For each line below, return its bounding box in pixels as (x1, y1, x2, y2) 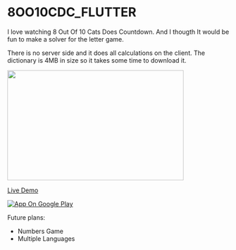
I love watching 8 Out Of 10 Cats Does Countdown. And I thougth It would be (7, 27, 230, 36)
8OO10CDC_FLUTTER (7, 4, 137, 20)
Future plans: (7, 213, 46, 222)
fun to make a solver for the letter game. (7, 35, 125, 43)
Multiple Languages (17, 234, 75, 243)
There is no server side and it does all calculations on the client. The (7, 49, 206, 57)
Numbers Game (17, 227, 63, 235)
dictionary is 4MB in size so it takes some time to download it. (7, 56, 187, 64)
